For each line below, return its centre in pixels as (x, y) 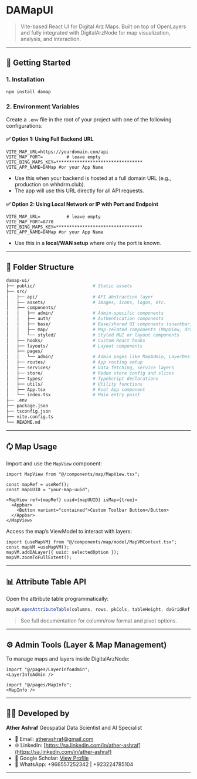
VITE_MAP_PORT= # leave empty (53, 157)
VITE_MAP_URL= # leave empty (53, 217)
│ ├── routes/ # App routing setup (74, 362)
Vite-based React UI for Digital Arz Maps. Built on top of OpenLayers (103, 26)
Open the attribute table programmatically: (57, 599)
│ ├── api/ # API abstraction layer (80, 297)
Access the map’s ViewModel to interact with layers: (69, 532)
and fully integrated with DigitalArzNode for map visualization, (95, 32)
